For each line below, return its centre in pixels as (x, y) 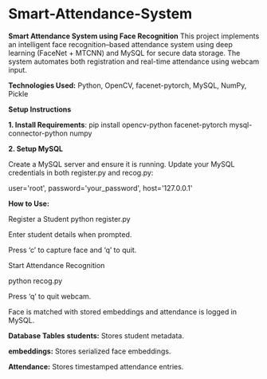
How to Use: (29, 203)
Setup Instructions (40, 109)
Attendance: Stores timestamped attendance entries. (96, 366)
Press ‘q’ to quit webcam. (50, 296)
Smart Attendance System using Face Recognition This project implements (134, 36)
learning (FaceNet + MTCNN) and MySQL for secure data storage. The (124, 53)
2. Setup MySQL (36, 148)
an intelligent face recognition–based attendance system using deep (120, 44)
